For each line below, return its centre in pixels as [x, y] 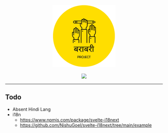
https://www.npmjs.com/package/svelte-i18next [69, 120]
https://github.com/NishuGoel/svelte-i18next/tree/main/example [86, 125]
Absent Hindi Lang [31, 109]
